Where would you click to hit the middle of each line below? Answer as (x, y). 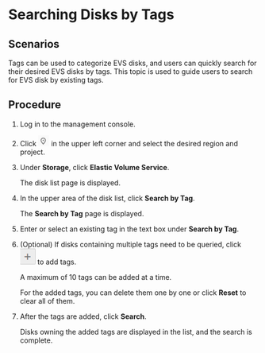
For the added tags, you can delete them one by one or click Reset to (133, 293)
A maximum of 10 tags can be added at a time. (96, 277)
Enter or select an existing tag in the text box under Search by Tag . (129, 229)
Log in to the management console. (78, 124)
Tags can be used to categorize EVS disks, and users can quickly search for (132, 63)
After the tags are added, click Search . (83, 316)
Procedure (35, 105)
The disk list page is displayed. (70, 182)
